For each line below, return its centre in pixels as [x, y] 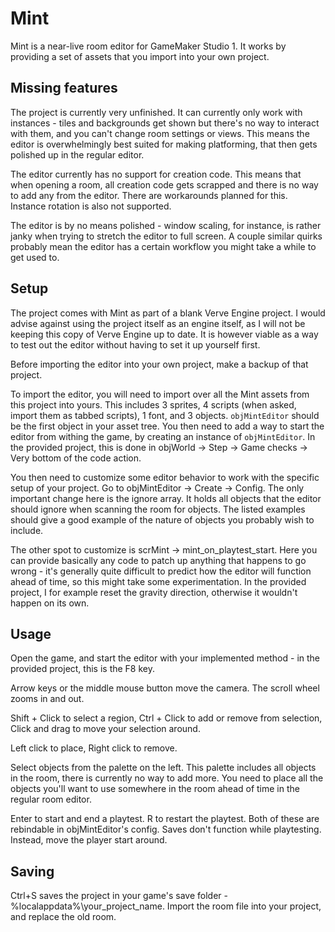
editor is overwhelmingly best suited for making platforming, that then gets [164, 144]
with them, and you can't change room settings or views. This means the [160, 133]
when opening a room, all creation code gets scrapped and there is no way [164, 184]
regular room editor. [51, 799]
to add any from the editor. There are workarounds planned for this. [149, 195]
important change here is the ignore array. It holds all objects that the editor [166, 498]
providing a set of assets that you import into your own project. [140, 56]
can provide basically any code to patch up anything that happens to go [158, 560]
